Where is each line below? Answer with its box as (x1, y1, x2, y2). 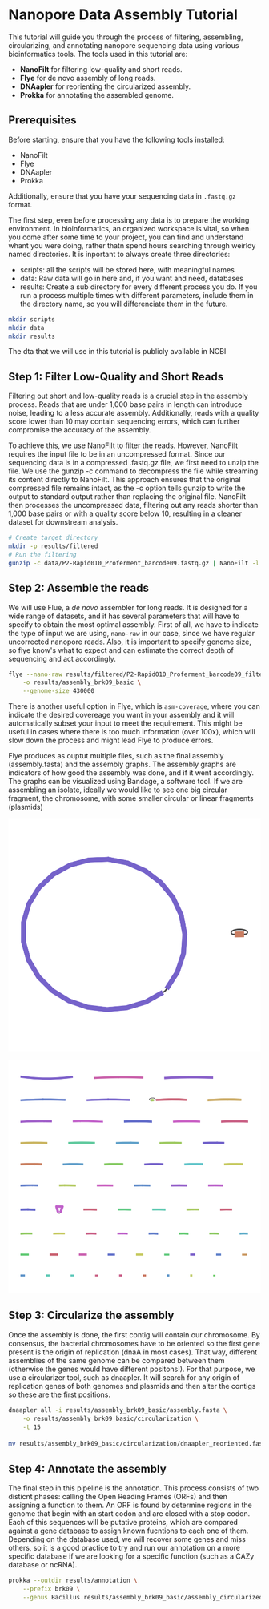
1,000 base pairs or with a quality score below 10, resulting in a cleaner (8, 509, 243, 518)
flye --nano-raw (8, 670, 62, 678)
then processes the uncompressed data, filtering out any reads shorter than (8, 501, 259, 510)
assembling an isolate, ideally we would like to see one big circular (8, 785, 228, 794)
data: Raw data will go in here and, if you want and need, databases (19, 273, 244, 283)
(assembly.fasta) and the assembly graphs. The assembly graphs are (8, 759, 236, 770)
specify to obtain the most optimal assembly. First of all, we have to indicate (8, 619, 259, 630)
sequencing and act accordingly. (8, 654, 116, 663)
